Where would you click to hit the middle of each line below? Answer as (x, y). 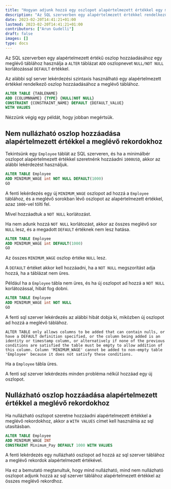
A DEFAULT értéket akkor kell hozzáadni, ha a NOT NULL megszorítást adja (80, 268)
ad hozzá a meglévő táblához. (37, 322)
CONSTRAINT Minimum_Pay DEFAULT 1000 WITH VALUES (59, 445)
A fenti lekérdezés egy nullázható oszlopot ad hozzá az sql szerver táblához (85, 455)
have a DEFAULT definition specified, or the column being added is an (83, 336)
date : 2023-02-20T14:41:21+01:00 (41, 19)
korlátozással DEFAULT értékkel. (37, 68)
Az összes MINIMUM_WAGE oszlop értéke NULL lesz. (56, 258)
